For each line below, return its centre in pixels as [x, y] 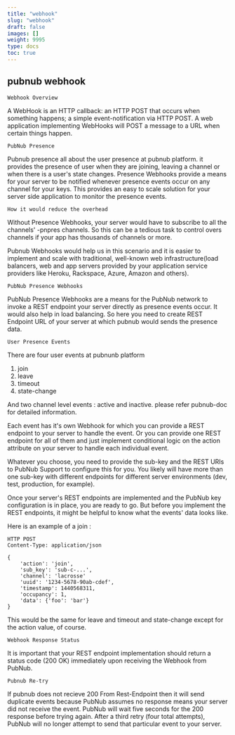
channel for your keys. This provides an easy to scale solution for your [109, 189]
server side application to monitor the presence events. [87, 196]
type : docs [23, 46]
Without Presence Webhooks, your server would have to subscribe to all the [117, 222]
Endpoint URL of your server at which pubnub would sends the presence [113, 321]
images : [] [23, 33]
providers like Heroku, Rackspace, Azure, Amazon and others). [98, 273]
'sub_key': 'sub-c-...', [56, 570]
